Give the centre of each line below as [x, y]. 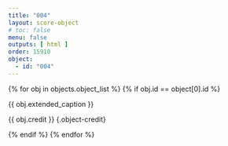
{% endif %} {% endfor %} [51, 134]
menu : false [28, 37]
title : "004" [29, 15]
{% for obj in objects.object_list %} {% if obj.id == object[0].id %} [114, 89]
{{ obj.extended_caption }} [51, 104]
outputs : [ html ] [38, 45]
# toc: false [29, 30]
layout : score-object [44, 23]
